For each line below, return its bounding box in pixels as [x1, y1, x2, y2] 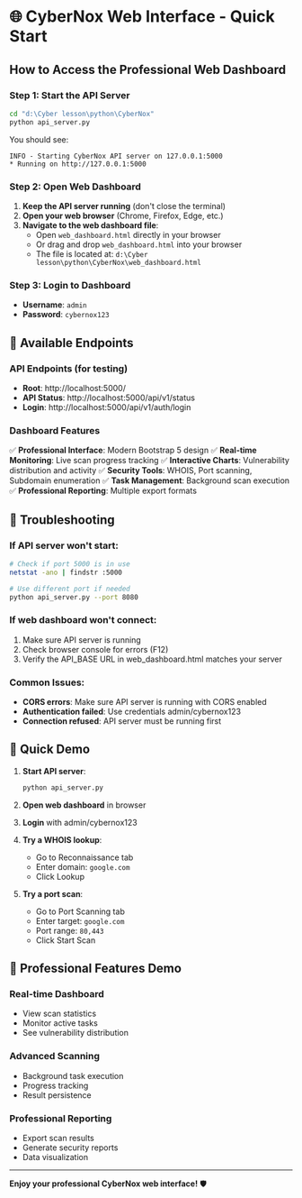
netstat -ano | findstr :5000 [9, 568, 123, 577]
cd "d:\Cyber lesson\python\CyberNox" [9, 109, 155, 118]
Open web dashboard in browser [22, 800, 147, 810]
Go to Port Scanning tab [35, 906, 126, 917]
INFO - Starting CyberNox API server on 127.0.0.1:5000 [9, 151, 223, 160]
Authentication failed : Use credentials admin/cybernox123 [22, 706, 241, 717]
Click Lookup [35, 871, 85, 882]
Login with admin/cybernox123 [22, 817, 138, 828]
